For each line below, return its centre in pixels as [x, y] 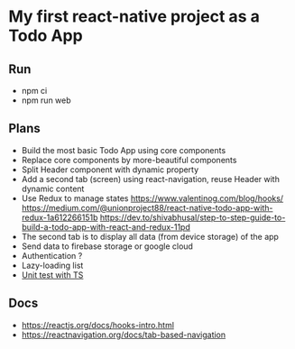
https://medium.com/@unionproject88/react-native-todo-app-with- [147, 207]
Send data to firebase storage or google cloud [107, 246]
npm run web [46, 100]
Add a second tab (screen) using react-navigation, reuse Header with [151, 179]
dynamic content [53, 188]
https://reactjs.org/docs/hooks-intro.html [98, 325]
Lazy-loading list [52, 265]
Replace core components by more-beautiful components [129, 160]
